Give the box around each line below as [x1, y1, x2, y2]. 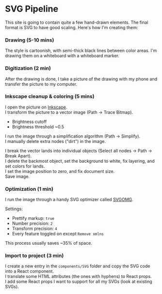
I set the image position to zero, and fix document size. [5, 168, 115, 174]
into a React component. [5, 268, 54, 274]
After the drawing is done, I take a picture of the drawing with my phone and [5, 76, 158, 82]
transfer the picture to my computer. [5, 81, 78, 87]
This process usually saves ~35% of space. [5, 240, 92, 246]
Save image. [5, 173, 30, 179]
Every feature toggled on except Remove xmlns [12, 231, 104, 237]
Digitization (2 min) [5, 65, 51, 72]
